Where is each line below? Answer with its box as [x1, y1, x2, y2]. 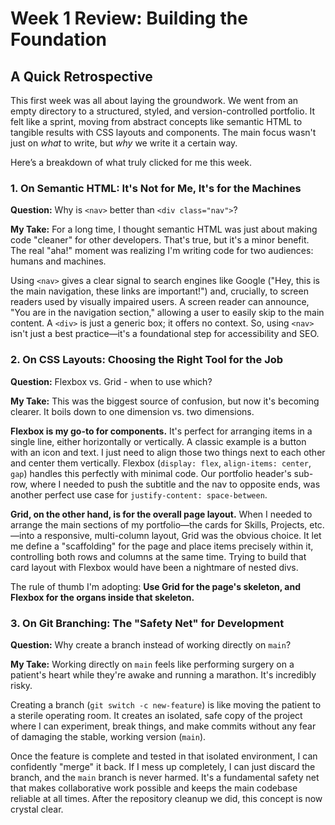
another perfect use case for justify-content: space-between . [10, 488, 268, 501]
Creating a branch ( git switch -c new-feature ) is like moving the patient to [10, 698, 322, 711]
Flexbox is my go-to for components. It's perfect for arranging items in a [10, 425, 313, 437]
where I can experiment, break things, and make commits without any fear [10, 720, 317, 732]
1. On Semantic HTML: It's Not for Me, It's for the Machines [10, 181, 302, 195]
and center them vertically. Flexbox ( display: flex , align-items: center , [10, 457, 312, 469]
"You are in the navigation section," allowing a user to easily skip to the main [10, 307, 325, 319]
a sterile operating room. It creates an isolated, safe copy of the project [10, 709, 303, 721]
